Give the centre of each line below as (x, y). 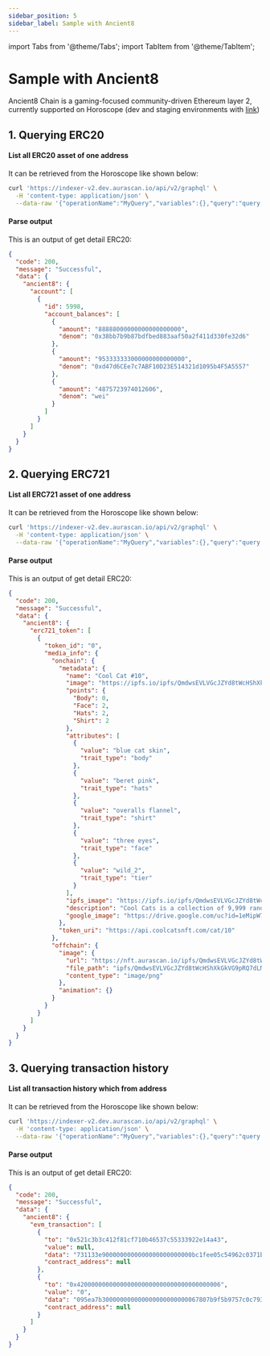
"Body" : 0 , (91, 698)
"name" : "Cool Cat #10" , (107, 676)
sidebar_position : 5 (43, 16)
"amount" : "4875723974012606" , (111, 389)
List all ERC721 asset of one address (70, 495)
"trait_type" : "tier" (116, 878)
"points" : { (86, 691)
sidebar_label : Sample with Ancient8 (72, 23)
